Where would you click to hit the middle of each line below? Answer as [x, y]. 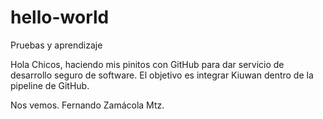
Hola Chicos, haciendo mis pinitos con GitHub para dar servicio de [147, 64]
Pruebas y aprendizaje [56, 45]
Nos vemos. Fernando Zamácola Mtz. [87, 105]
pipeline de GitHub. [50, 85]
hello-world [60, 17]
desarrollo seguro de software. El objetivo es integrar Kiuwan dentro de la [162, 75]
